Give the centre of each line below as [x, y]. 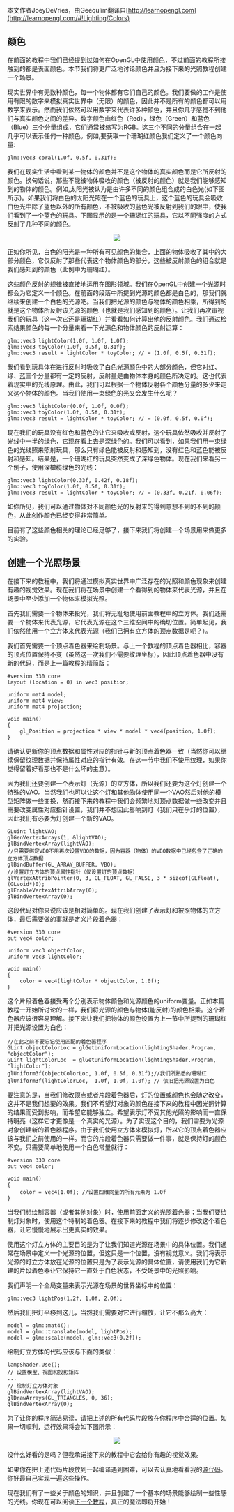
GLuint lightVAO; [32, 831]
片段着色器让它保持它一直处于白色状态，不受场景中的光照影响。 [111, 1270]
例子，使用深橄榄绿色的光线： [56, 467]
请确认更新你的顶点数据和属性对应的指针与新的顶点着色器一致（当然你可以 [114, 751]
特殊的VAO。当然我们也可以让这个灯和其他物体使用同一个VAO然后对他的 [111, 792]
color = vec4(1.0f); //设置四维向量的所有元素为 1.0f [93, 1192]
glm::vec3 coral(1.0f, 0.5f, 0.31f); [62, 158]
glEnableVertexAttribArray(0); [53, 890]
